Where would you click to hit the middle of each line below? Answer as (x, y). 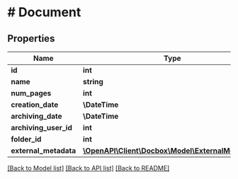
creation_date (35, 105)
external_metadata (44, 151)
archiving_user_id (41, 128)
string (93, 82)
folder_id (26, 139)
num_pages (31, 93)
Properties (31, 39)
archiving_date (36, 116)
